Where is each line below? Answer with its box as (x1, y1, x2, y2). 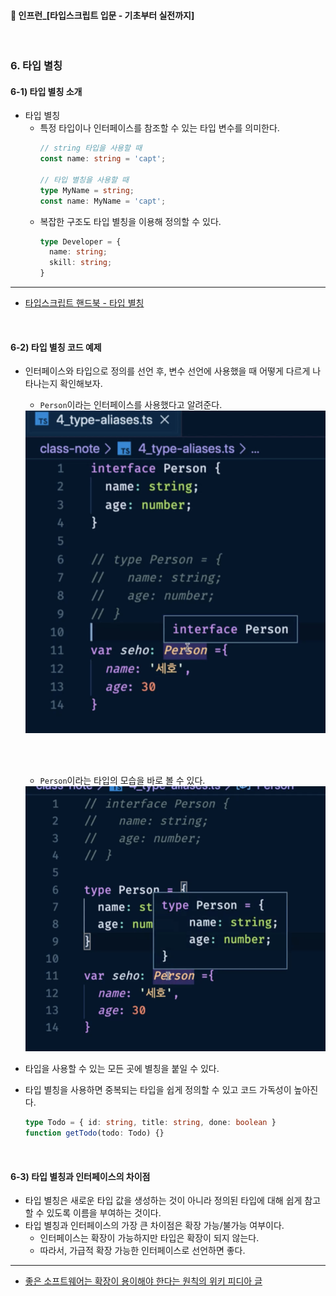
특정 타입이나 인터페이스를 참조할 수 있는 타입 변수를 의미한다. (39, 122, 280, 134)
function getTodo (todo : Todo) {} (24, 1128, 165, 1139)
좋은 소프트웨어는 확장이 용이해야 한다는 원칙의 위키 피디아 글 (24, 1275, 263, 1287)
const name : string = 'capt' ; (39, 154, 167, 164)
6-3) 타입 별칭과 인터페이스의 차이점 (10, 1170, 151, 1182)
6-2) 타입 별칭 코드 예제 (10, 341, 102, 353)
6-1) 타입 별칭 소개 (10, 85, 83, 97)
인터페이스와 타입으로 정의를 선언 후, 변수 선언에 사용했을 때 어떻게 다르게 (24, 365, 311, 377)
